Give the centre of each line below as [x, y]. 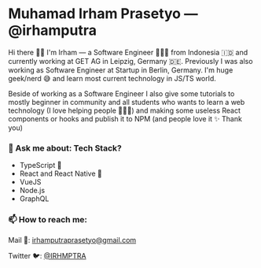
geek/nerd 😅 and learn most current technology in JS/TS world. [112, 78]
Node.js [32, 191]
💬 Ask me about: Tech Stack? [65, 148]
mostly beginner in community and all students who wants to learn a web [127, 102]
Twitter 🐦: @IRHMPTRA [47, 255]
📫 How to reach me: [48, 220]
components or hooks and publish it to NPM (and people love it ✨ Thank [125, 118]
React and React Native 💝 [61, 173]
